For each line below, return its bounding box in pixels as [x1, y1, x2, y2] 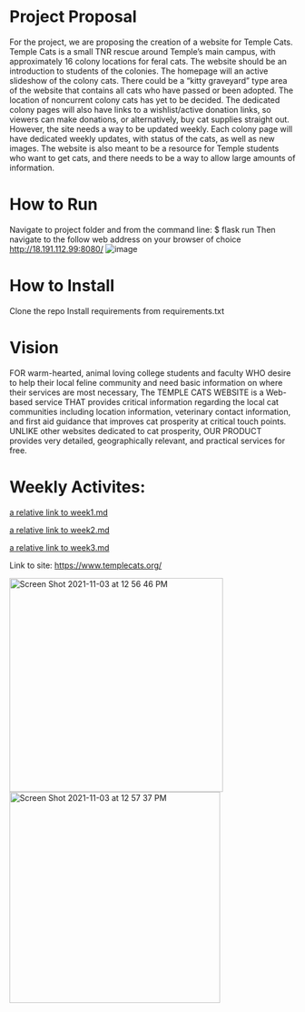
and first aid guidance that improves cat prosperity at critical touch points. [9, 416, 287, 427]
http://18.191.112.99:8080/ [9, 243, 104, 254]
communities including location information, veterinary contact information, [9, 406, 291, 417]
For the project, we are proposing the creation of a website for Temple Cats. [9, 36, 293, 47]
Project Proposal [9, 6, 138, 27]
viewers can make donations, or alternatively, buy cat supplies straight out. [9, 114, 290, 125]
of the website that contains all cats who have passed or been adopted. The [9, 85, 293, 96]
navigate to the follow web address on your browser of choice [9, 234, 241, 245]
